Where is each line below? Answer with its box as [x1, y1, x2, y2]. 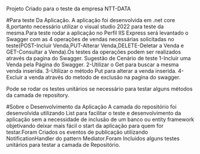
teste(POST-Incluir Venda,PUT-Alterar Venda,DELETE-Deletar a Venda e [6, 42, 184, 49]
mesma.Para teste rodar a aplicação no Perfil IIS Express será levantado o [6, 29, 189, 36]
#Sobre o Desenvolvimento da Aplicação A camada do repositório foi [6, 103, 177, 110]
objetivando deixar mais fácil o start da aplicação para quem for [6, 122, 163, 129]
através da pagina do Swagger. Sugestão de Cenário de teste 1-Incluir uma [6, 55, 191, 61]
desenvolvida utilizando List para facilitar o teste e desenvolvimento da [6, 110, 181, 116]
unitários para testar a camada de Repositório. [6, 141, 121, 148]
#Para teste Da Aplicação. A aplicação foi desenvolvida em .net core [6, 17, 175, 23]
